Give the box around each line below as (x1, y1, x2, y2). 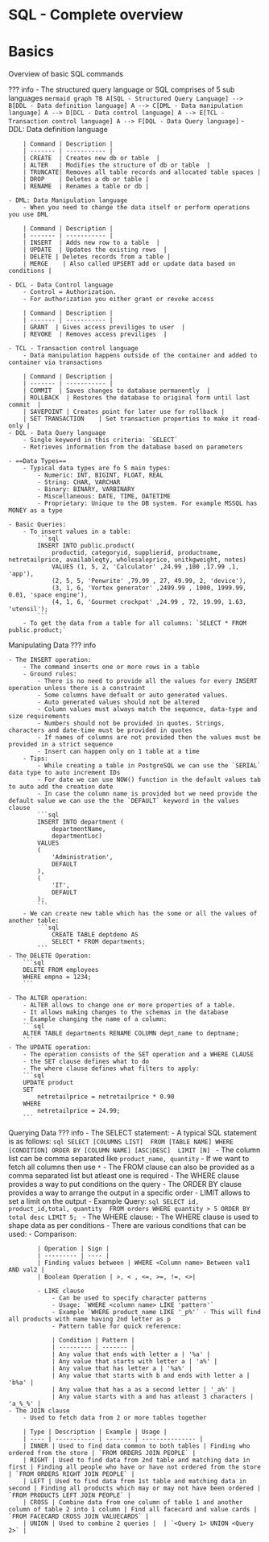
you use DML (8, 211, 48, 219)
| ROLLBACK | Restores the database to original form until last (23, 394, 250, 402)
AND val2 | (8, 1266, 45, 1274)
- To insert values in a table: (23, 527, 131, 536)
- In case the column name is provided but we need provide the (37, 790, 258, 798)
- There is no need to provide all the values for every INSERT (37, 677, 258, 685)
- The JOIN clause (8, 1407, 70, 1415)
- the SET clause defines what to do (23, 1057, 150, 1066)
